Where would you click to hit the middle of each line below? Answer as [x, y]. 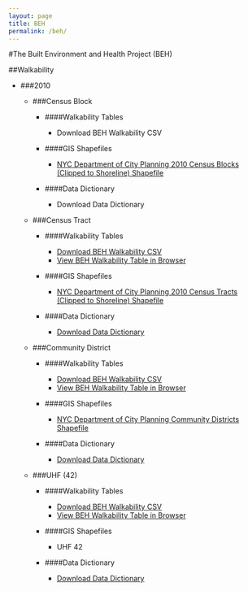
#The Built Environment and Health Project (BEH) [91, 54]
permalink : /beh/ [38, 31]
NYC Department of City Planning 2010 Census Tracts [147, 292]
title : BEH [27, 24]
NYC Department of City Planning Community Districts [148, 419]
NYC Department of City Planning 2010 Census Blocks [148, 164]
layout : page [30, 16]
